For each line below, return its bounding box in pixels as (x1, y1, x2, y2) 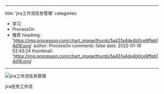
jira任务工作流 (5, 84, 33, 89)
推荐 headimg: (12, 32, 41, 38)
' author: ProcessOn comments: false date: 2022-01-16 (31, 43, 142, 48)
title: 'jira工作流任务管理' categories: (5, 10, 78, 16)
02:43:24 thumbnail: (12, 48, 54, 54)
